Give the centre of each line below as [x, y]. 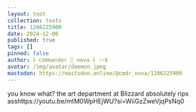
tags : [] [20, 47]
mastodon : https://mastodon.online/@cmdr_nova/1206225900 [95, 73]
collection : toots [34, 21]
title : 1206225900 [34, 27]
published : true [31, 40]
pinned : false [28, 54]
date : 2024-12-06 [33, 34]
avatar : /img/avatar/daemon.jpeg [57, 67]
